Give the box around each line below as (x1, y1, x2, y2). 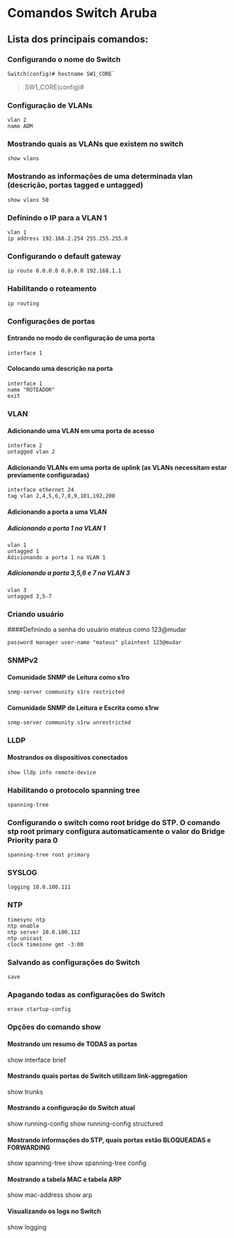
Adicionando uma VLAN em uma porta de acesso (7, 426, 155, 435)
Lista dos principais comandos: (7, 33, 148, 45)
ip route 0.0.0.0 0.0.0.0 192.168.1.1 (7, 268, 122, 275)
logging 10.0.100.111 (7, 883, 71, 891)
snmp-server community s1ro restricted (7, 689, 125, 696)
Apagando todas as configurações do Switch (7, 990, 165, 999)
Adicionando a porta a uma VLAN (7, 508, 107, 516)
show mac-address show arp (7, 1191, 93, 1199)
